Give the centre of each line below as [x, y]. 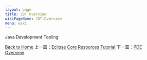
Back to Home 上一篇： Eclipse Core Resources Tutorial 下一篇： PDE [73, 47]
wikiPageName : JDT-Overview [34, 19]
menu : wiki [16, 23]
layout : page [18, 10]
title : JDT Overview [26, 14]
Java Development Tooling [32, 37]
